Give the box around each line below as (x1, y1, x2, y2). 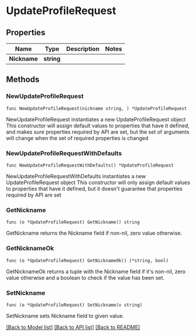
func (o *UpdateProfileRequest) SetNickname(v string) (6, 302, 143, 308)
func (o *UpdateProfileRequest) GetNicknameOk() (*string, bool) (6, 257, 169, 263)
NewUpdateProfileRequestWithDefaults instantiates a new (6, 172, 146, 179)
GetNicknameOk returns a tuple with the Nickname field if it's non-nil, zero (6, 268, 186, 275)
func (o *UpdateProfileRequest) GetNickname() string (6, 219, 140, 225)
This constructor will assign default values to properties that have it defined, (6, 122, 190, 129)
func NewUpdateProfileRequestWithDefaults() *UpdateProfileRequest (6, 162, 174, 168)
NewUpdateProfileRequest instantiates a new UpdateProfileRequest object (6, 116, 186, 123)
